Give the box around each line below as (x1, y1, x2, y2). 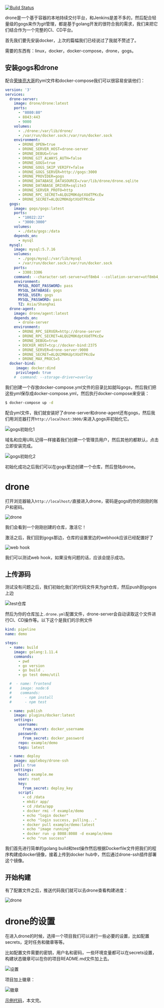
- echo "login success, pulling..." (22, 818, 97, 822)
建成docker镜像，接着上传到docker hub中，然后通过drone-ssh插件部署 (13, 851, 157, 857)
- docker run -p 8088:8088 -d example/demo (22, 831, 112, 836)
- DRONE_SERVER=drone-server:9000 (18, 347, 89, 352)
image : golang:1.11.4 (14, 649, 58, 655)
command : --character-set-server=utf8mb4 (14, 274, 99, 279)
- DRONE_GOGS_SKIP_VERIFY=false (18, 165, 84, 170)
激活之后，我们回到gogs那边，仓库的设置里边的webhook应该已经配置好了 (5, 534, 154, 540)
